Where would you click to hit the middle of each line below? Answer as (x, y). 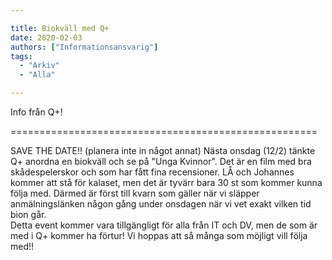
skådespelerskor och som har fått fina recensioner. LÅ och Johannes (152, 172)
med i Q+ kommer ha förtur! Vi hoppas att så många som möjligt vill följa (159, 235)
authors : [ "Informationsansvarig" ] (84, 47)
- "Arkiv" (39, 66)
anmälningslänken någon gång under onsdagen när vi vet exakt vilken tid (161, 204)
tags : (21, 56)
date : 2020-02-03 (46, 37)
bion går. (28, 214)
